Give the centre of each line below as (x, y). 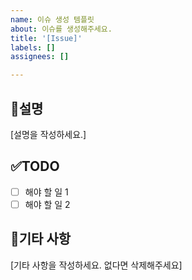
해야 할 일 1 (46, 192)
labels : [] (33, 47)
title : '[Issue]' (46, 38)
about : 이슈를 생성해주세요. (61, 29)
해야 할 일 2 (47, 204)
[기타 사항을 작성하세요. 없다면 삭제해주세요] (96, 265)
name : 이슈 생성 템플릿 (52, 19)
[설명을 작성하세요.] (48, 134)
